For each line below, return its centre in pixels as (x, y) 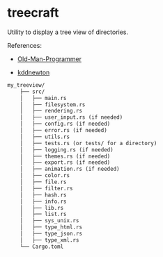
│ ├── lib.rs (42, 208)
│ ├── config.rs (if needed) (65, 124)
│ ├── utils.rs (45, 137)
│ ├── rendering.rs (51, 111)
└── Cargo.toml (42, 247)
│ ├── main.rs (44, 98)
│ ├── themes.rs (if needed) (65, 156)
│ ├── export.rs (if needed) (65, 163)
